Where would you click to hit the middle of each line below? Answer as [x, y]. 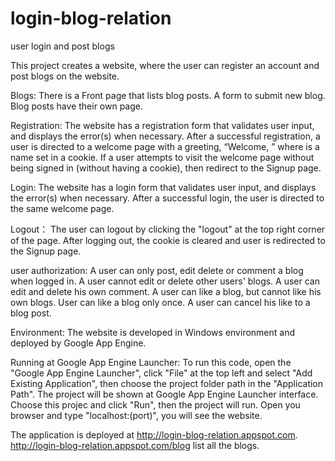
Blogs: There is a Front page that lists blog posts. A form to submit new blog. [168, 95]
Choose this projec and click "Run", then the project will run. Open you [155, 404]
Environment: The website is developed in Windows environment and [152, 332]
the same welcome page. [62, 208]
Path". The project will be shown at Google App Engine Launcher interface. [164, 394]
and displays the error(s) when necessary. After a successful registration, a [165, 136]
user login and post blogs [62, 46]
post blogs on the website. [65, 76]
